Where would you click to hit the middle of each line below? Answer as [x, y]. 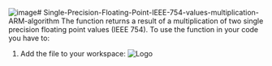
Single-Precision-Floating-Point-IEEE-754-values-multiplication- [151, 12]
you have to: [29, 38]
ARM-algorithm [34, 21]
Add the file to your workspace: [73, 54]
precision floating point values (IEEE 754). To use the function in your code [134, 29]
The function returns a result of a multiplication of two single [162, 21]
